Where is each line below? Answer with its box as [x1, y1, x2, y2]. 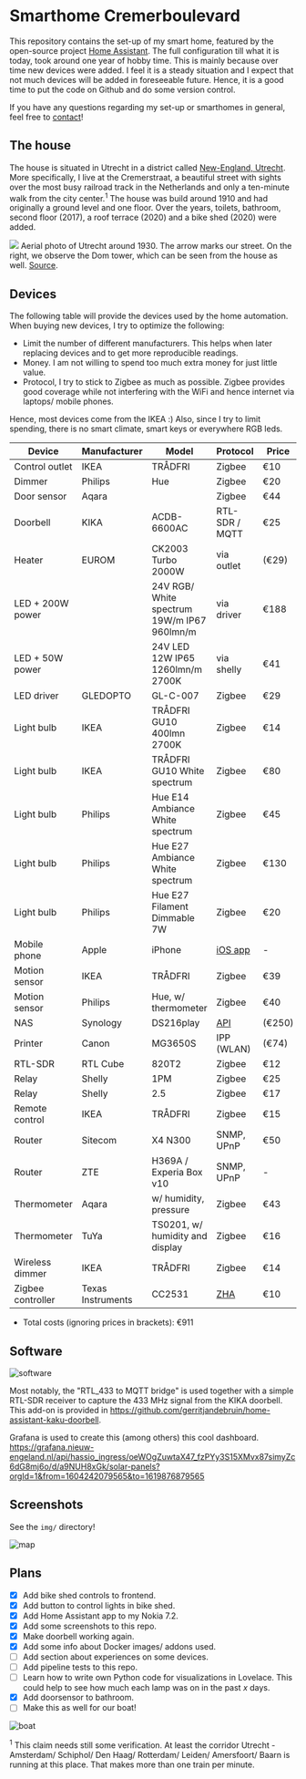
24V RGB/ [151, 580, 195, 593]
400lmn [151, 727, 186, 740]
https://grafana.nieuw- [9, 1442, 95, 1453]
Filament [151, 900, 189, 913]
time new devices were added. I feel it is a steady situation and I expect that [9, 65, 294, 76]
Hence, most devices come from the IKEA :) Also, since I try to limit [9, 414, 261, 425]
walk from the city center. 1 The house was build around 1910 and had [9, 191, 269, 203]
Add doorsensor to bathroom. [22, 1692, 135, 1703]
